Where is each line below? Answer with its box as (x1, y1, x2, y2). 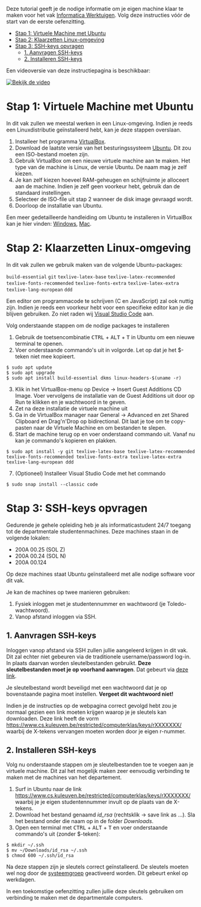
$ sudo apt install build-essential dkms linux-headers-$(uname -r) (6, 375, 182, 381)
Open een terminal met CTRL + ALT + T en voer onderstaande (14, 824, 168, 832)
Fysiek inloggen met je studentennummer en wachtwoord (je (14, 600, 166, 607)
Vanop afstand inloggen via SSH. (14, 613, 97, 620)
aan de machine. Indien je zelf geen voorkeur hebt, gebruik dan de (14, 182, 181, 189)
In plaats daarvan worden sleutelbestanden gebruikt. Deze (6, 659, 152, 666)
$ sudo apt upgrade (6, 369, 55, 376)
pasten (14, 424, 32, 431)
